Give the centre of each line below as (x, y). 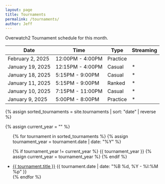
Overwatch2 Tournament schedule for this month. (57, 38)
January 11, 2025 (29, 83)
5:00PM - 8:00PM (77, 99)
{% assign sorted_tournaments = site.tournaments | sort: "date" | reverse (81, 112)
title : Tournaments (26, 14)
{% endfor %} (27, 177)
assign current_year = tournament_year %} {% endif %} (70, 157)
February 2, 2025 (29, 59)
